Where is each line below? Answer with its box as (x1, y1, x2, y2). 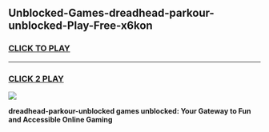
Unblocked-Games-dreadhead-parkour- (8, 6, 215, 20)
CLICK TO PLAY (8, 43, 70, 54)
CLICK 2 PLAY (8, 73, 64, 84)
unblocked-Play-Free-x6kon (8, 19, 154, 33)
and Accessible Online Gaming (8, 114, 113, 124)
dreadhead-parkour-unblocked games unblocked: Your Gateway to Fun (8, 106, 251, 115)
